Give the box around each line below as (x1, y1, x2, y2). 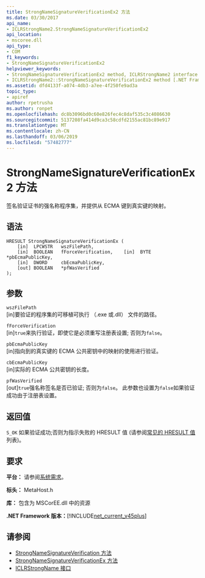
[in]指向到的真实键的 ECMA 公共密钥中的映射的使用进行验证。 (6, 347, 162, 355)
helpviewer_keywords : (6, 65, 62, 72)
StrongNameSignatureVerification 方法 (15, 549, 112, 556)
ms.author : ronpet (6, 105, 53, 112)
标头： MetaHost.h (6, 486, 54, 493)
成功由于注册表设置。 (6, 392, 60, 399)
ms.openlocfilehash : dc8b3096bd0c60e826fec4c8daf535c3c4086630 (6, 111, 171, 117)
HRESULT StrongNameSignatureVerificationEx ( (6, 238, 124, 244)
